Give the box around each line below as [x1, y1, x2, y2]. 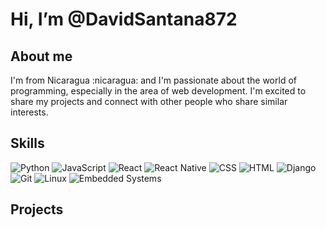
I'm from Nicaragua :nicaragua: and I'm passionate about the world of [10, 74, 297, 86]
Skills [10, 135, 45, 152]
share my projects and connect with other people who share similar [10, 96, 288, 107]
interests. [10, 106, 49, 118]
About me [10, 48, 73, 65]
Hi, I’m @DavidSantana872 [10, 8, 238, 31]
